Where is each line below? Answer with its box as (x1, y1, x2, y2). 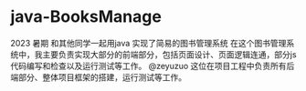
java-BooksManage (10, 6, 163, 27)
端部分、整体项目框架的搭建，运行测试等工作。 (10, 71, 186, 83)
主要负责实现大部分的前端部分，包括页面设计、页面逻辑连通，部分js (41, 48, 297, 60)
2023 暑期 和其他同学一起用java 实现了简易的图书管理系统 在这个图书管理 (10, 37, 287, 48)
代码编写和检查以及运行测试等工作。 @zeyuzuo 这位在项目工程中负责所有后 (10, 60, 295, 71)
